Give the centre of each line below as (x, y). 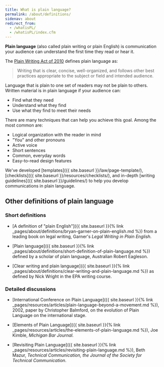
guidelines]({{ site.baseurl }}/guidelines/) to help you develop (67, 181)
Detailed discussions (31, 289)
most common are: (24, 125)
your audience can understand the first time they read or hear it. (70, 52)
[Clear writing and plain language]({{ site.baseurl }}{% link (71, 266)
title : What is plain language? (38, 10)
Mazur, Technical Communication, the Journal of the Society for (77, 355)
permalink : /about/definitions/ (38, 14)
